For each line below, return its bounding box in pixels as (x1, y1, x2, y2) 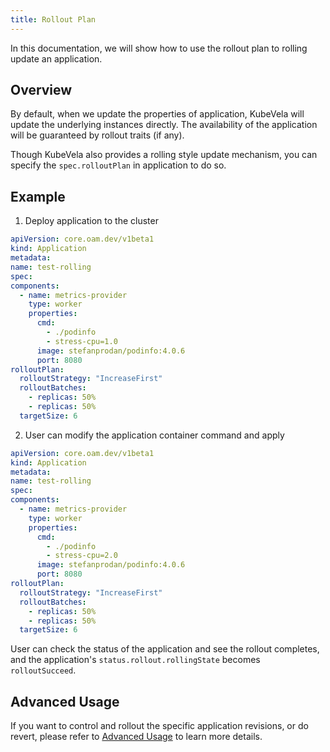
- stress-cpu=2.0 (46, 551, 118, 561)
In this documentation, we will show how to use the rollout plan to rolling (10, 42, 308, 54)
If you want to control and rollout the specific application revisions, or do (10, 720, 309, 732)
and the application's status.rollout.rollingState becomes (10, 654, 261, 666)
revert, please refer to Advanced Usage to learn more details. (10, 731, 263, 743)
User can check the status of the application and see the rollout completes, (10, 643, 320, 655)
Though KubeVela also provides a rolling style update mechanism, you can (10, 149, 318, 161)
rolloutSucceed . (10, 664, 77, 676)
